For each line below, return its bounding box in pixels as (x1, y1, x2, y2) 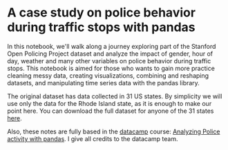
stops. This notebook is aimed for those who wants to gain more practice (7, 64, 216, 72)
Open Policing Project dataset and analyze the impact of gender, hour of (7, 50, 213, 58)
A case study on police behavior (7, 5, 196, 21)
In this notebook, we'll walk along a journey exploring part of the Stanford (7, 42, 216, 50)
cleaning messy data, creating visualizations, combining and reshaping (7, 71, 209, 80)
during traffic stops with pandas (7, 19, 196, 35)
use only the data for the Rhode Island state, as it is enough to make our (7, 99, 212, 107)
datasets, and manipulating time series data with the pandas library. (7, 78, 200, 87)
